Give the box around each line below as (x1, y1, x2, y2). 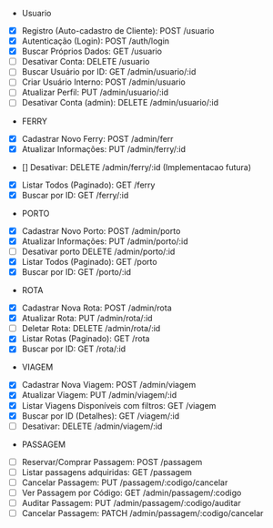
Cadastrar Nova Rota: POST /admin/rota (21, 302, 172, 313)
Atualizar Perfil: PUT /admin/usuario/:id (21, 86, 169, 98)
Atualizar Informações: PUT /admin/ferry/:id (21, 143, 187, 154)
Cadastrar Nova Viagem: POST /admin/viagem (21, 380, 197, 391)
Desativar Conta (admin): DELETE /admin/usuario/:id (21, 97, 219, 108)
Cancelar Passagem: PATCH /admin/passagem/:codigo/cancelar (21, 508, 264, 518)
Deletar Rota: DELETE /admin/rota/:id (21, 323, 161, 334)
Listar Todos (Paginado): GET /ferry (21, 179, 156, 190)
